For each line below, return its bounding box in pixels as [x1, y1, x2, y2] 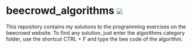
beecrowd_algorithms [6, 4, 115, 17]
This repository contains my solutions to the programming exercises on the [6, 23, 186, 30]
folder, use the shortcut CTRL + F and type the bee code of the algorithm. [6, 35, 183, 42]
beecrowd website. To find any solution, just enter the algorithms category [6, 29, 185, 36]
